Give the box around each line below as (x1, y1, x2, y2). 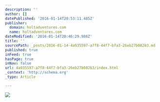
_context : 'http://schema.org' (5, 70, 69, 75)
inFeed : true (5, 52, 32, 57)
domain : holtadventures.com (9, 25, 67, 30)
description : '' (5, 7, 38, 12)
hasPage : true (5, 57, 34, 61)
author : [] (5, 12, 27, 16)
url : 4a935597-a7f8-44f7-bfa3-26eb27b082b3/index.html (5, 66, 119, 71)
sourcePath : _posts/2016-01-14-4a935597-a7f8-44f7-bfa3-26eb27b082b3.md (5, 43, 156, 48)
